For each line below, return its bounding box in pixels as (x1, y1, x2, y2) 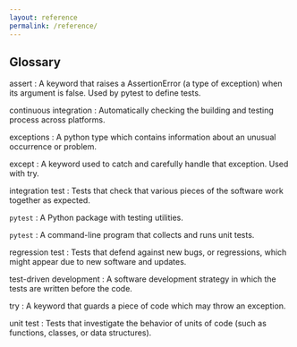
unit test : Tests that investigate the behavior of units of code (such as (9, 318, 267, 329)
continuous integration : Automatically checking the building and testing (9, 105, 275, 116)
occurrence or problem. (9, 141, 97, 152)
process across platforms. (9, 114, 106, 125)
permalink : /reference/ (9, 21, 98, 30)
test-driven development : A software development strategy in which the (9, 274, 277, 284)
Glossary (9, 55, 61, 70)
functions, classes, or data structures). (9, 327, 152, 338)
